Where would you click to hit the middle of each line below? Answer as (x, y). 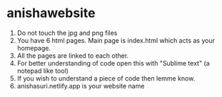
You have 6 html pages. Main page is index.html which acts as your (116, 40)
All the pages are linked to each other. (73, 56)
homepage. (34, 48)
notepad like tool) (43, 71)
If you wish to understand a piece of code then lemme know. (106, 78)
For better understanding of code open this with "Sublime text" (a (113, 63)
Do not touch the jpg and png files (67, 33)
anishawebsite (51, 13)
